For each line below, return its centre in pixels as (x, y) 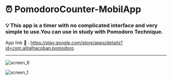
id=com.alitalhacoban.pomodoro (40, 48)
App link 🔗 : (17, 43)
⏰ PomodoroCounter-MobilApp (73, 9)
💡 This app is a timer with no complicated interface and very (81, 25)
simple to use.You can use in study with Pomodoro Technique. (84, 32)
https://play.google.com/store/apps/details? (77, 43)
